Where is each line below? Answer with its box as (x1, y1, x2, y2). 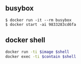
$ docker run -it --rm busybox (5, 17, 72, 22)
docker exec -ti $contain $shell (5, 54, 76, 59)
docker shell (5, 36, 45, 45)
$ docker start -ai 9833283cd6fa (5, 22, 76, 27)
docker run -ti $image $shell (5, 49, 70, 54)
